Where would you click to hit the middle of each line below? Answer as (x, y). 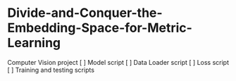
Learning (34, 43)
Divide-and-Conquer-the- (85, 13)
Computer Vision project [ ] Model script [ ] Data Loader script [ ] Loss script (118, 62)
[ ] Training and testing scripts (51, 70)
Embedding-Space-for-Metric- (100, 28)
